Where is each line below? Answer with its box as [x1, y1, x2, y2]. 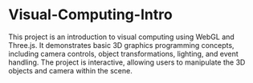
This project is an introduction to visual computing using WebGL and [8, 32, 235, 41]
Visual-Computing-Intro [8, 6, 173, 24]
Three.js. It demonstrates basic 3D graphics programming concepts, [8, 40, 235, 49]
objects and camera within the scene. [8, 65, 133, 75]
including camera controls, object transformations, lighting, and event [8, 49, 239, 58]
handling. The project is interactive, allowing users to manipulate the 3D [8, 57, 246, 67]
